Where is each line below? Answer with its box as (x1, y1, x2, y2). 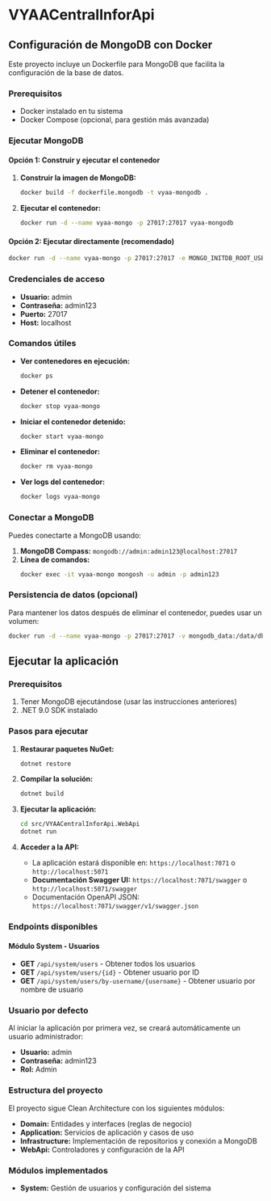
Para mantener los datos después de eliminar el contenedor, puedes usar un (8, 608, 262, 617)
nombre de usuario (19, 984, 84, 995)
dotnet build (19, 790, 65, 798)
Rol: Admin (19, 1064, 57, 1074)
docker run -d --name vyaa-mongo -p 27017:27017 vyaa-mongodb (19, 219, 234, 227)
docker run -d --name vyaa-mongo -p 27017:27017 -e (8, 255, 186, 263)
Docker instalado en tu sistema (19, 107, 123, 116)
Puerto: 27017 (19, 309, 68, 318)
